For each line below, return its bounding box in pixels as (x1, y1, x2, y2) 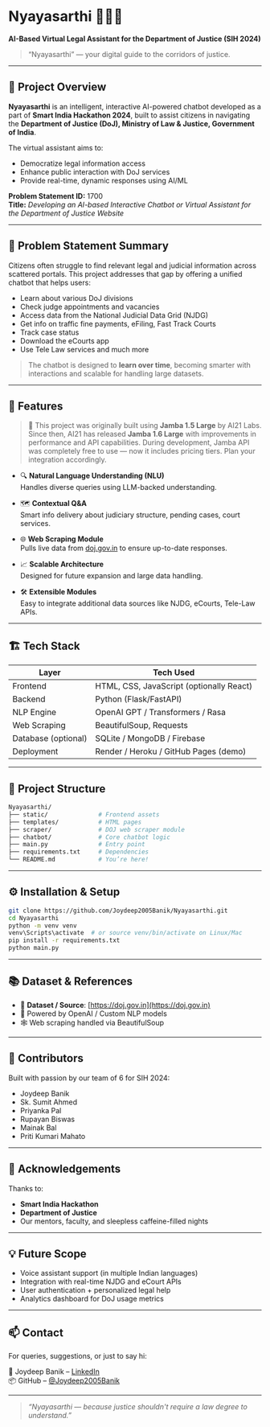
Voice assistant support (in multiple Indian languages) (19, 1269, 198, 1278)
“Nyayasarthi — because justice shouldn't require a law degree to (27, 1402, 247, 1412)
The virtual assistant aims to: (8, 142, 104, 152)
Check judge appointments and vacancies (19, 302, 160, 311)
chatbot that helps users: (8, 278, 91, 287)
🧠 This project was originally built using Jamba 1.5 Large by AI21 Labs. (27, 421, 262, 430)
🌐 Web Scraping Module (19, 534, 104, 544)
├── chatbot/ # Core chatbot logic (8, 833, 171, 841)
